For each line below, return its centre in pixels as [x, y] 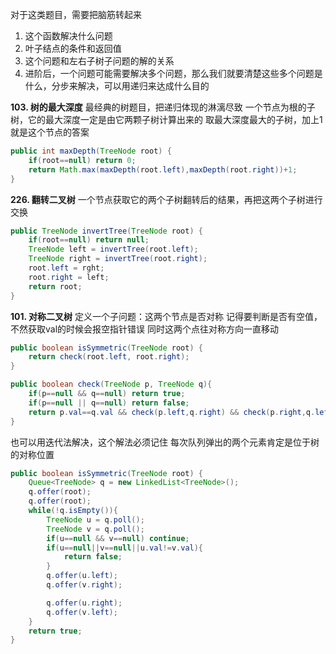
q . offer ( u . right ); [84, 603]
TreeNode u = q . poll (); [95, 519]
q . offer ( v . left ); [82, 612]
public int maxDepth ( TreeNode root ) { [91, 151]
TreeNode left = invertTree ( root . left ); [113, 249]
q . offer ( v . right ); [84, 585]
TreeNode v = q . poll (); [95, 529]
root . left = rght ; [66, 268]
